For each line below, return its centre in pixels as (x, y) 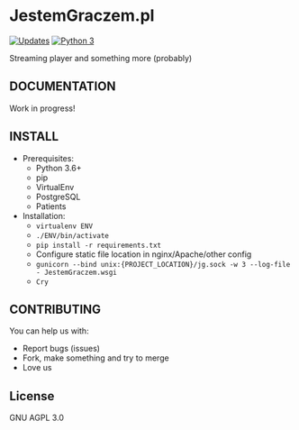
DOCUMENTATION (63, 87)
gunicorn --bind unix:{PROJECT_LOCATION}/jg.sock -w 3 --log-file (163, 264)
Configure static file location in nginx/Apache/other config (144, 254)
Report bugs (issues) (61, 349)
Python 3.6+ (59, 168)
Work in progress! (42, 108)
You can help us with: (49, 331)
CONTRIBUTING (55, 309)
